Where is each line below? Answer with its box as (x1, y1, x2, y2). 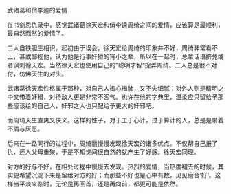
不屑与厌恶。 (7, 125, 43, 133)
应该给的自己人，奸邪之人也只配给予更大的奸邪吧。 (12, 102, 158, 109)
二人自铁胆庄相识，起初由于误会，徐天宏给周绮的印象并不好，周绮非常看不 (7, 44, 218, 52)
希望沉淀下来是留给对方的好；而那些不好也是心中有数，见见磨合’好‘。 (19, 171, 215, 179)
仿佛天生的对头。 (19, 69, 67, 78)
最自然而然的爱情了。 (7, 30, 67, 37)
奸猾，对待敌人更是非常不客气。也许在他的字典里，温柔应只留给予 (30, 93, 218, 101)
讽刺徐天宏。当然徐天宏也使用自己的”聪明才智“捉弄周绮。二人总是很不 (12, 61, 212, 69)
